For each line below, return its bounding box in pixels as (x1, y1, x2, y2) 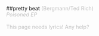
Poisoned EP (6, 11, 38, 18)
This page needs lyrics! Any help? (6, 23, 89, 30)
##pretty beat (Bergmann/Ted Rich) (6, 5, 94, 12)
